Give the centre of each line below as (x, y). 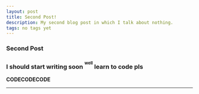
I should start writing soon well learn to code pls (75, 66)
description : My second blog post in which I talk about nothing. (90, 22)
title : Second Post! (32, 17)
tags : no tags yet (29, 28)
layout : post (22, 11)
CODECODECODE (28, 79)
